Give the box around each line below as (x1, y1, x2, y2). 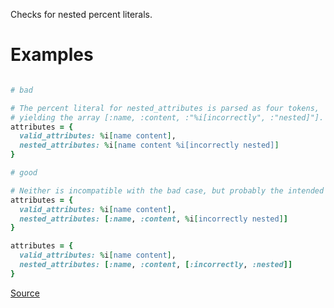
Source (10, 287, 40, 299)
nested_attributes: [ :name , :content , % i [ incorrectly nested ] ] (19, 214, 288, 224)
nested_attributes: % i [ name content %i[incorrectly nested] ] (19, 140, 280, 151)
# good (10, 168, 38, 178)
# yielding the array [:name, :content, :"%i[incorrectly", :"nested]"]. (10, 112, 325, 123)
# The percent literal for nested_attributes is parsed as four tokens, (10, 103, 320, 113)
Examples (10, 44, 94, 66)
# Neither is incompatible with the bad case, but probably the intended (10, 185, 325, 196)
